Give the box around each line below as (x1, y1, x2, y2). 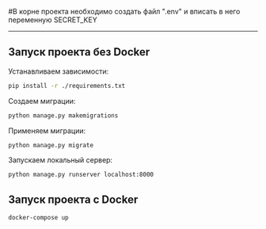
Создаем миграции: (8, 96, 76, 105)
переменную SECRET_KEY (8, 15, 97, 25)
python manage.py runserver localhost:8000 (8, 170, 154, 179)
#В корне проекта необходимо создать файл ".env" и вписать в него (8, 7, 241, 16)
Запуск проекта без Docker (8, 45, 150, 59)
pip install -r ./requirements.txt (8, 82, 126, 90)
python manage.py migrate (8, 141, 93, 149)
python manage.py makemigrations (8, 111, 119, 120)
